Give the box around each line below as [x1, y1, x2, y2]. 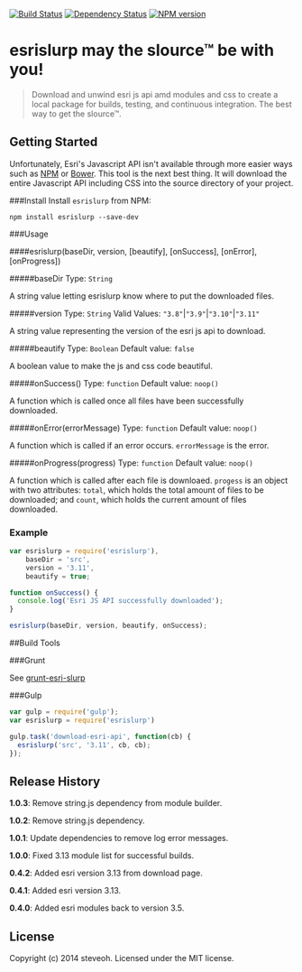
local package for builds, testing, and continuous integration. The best [31, 98, 292, 109]
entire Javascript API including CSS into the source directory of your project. [9, 177, 294, 189]
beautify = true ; [25, 571, 91, 581]
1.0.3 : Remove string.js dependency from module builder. [9, 798, 223, 809]
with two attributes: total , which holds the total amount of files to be [9, 484, 264, 495]
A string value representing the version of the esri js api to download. [9, 325, 266, 336]
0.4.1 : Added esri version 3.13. [9, 885, 122, 896]
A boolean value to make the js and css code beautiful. [9, 360, 214, 371]
